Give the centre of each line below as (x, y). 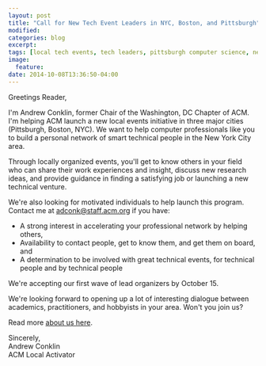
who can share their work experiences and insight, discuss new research (127, 170)
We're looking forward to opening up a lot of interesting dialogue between (129, 299)
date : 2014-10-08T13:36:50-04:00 (63, 74)
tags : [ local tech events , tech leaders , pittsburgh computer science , (129, 52)
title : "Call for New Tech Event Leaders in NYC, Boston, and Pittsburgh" (134, 23)
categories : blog (37, 38)
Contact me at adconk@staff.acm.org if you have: (89, 210)
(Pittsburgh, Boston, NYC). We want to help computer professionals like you (132, 129)
